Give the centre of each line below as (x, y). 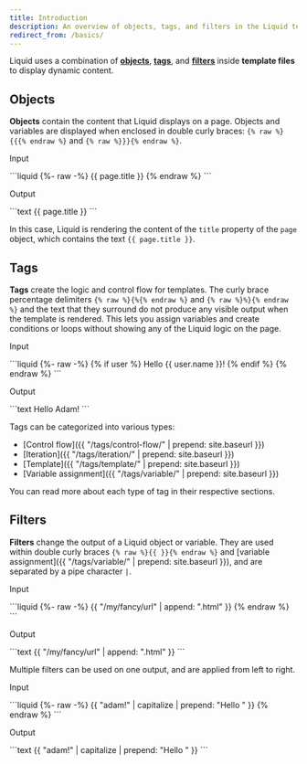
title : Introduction (49, 18)
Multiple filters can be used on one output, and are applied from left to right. (152, 669)
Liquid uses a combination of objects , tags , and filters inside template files (152, 61)
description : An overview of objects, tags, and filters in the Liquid (148, 27)
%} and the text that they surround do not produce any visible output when (149, 309)
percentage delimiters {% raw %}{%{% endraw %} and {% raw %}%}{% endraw (149, 299)
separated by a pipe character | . (71, 571)
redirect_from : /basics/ (57, 35)
